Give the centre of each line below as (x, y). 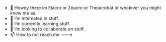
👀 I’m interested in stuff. (34, 18)
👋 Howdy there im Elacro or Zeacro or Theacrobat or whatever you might (86, 8)
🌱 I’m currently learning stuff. (40, 23)
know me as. (23, 13)
